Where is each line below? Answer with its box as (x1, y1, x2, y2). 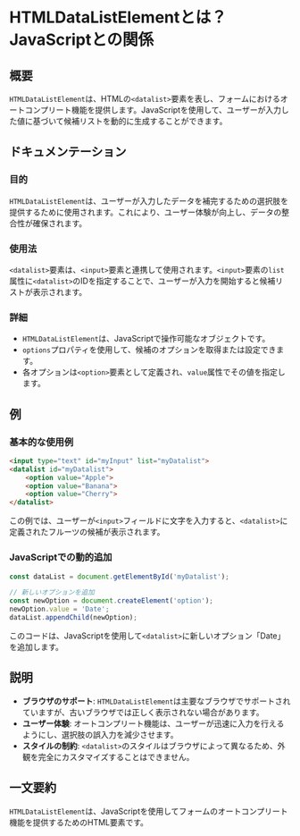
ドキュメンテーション (9, 144, 127, 160)
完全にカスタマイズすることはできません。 (37, 751, 195, 762)
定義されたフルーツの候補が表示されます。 (9, 527, 165, 537)
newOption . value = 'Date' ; (9, 604, 110, 614)
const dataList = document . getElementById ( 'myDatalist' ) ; (9, 572, 229, 581)
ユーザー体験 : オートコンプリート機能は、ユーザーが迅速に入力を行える (21, 718, 285, 729)
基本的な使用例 (9, 435, 74, 448)
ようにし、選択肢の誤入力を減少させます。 (21, 729, 179, 739)
